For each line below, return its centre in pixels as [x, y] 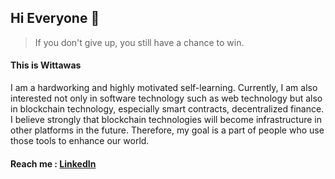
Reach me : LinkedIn [53, 163]
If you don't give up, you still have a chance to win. [139, 42]
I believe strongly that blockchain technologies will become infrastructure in [166, 120]
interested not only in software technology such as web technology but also [166, 98]
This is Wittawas [46, 65]
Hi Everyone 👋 [55, 18]
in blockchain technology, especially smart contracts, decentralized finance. [167, 109]
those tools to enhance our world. [80, 141]
